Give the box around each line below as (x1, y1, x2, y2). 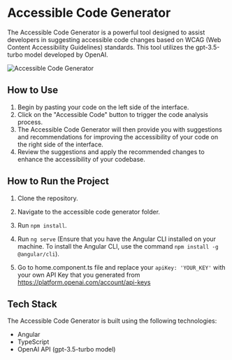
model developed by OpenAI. (24, 50, 108, 59)
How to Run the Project (7, 175, 110, 187)
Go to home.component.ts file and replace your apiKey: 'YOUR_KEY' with (17, 263, 226, 271)
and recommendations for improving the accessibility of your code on (17, 132, 219, 141)
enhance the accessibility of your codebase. (17, 155, 145, 163)
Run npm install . (17, 221, 68, 229)
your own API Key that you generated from (17, 270, 140, 279)
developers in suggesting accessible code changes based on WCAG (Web (7, 35, 222, 43)
